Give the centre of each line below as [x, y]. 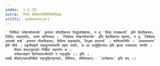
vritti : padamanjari [28, 19]
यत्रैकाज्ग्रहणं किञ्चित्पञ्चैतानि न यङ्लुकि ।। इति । [52, 54]
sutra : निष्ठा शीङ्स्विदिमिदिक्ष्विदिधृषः [34, 14]
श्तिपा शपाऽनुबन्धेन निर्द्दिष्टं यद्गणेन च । [43, 50]
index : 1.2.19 [21, 10]
